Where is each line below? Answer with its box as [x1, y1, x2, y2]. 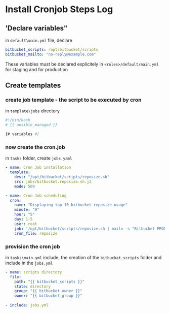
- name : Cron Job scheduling [5, 193, 67, 198]
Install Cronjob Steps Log [5, 4, 113, 15]
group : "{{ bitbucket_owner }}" [14, 289, 82, 294]
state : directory [14, 284, 51, 289]
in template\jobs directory [5, 108, 60, 114]
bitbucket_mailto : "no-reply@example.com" [5, 52, 96, 57]
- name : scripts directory [5, 269, 62, 275]
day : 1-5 [14, 217, 33, 222]
